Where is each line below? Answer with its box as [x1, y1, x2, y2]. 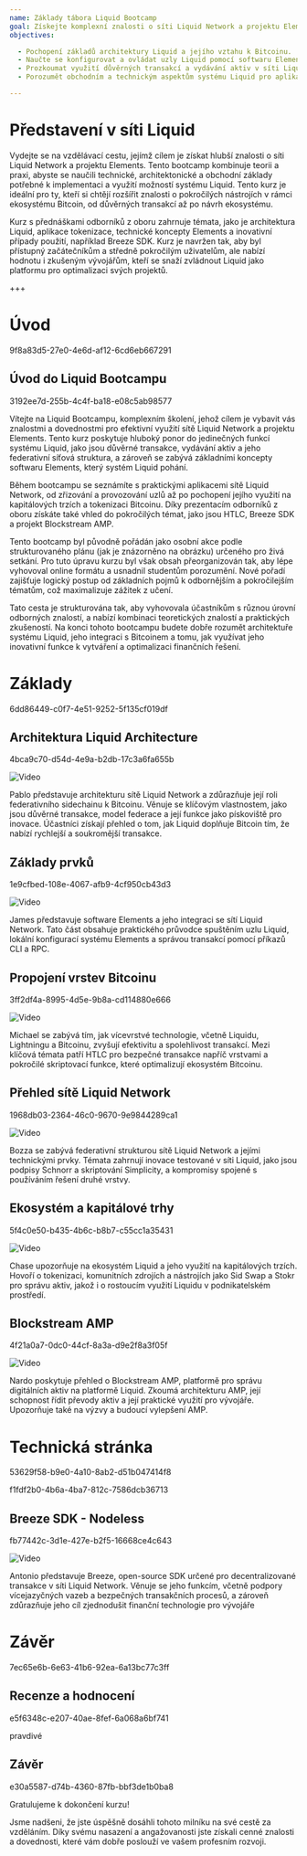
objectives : [9, 30, 55, 39]
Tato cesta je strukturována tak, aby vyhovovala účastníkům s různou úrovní [9, 602, 296, 613]
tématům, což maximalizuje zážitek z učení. [9, 584, 174, 595]
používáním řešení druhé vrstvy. [9, 1173, 131, 1184]
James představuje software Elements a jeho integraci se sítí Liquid [9, 915, 263, 926]
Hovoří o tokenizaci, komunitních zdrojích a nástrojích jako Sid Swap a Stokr [9, 1269, 295, 1280]
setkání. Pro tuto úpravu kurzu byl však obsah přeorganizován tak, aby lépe [9, 555, 294, 567]
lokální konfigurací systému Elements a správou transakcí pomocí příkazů [9, 934, 286, 945]
